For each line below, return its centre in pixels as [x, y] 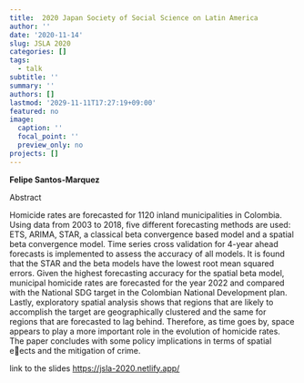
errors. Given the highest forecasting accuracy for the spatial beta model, [147, 273]
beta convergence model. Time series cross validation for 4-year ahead [144, 243]
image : [22, 119]
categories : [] [38, 52]
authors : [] [32, 94]
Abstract [25, 197]
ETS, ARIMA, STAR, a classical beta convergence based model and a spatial [152, 234]
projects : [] [34, 153]
